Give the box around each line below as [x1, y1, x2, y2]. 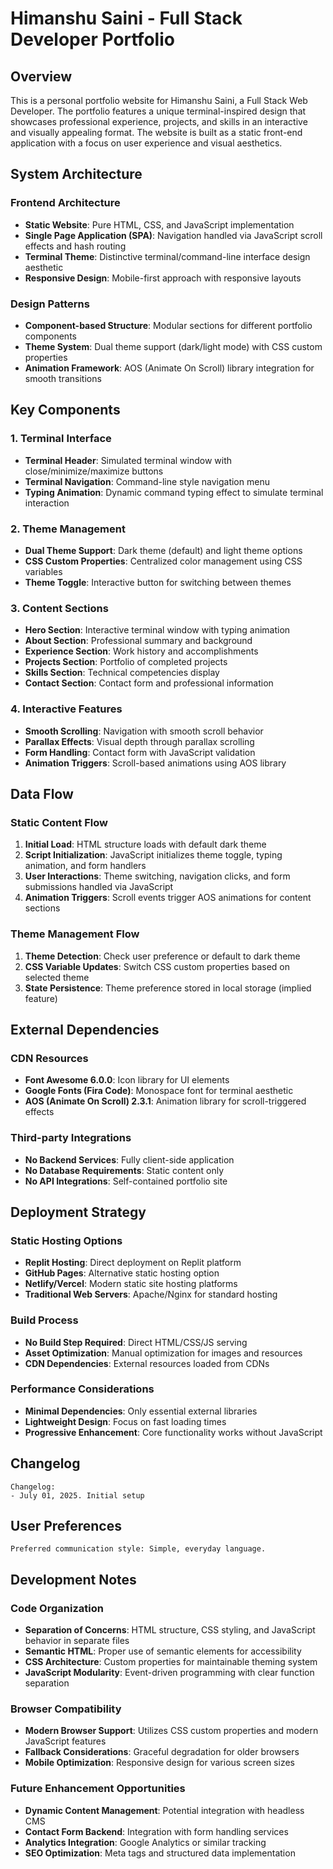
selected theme [24, 971, 90, 983]
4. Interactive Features [10, 702, 123, 716]
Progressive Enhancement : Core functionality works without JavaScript [24, 1426, 323, 1438]
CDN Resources [10, 1051, 89, 1065]
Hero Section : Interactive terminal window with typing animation [24, 624, 291, 636]
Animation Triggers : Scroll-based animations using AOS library [24, 757, 287, 769]
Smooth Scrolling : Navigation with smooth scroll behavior [24, 725, 264, 737]
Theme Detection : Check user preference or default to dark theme [24, 950, 301, 962]
